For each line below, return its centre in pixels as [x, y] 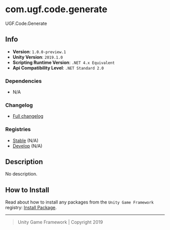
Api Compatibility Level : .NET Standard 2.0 [58, 68]
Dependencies [24, 81]
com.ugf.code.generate [56, 9]
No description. [22, 174]
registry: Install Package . [31, 208]
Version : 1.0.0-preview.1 [39, 51]
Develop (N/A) [27, 146]
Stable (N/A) [26, 140]
